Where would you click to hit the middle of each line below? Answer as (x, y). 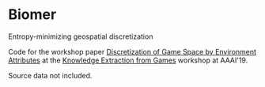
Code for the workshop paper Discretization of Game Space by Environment (132, 51)
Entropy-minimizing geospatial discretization (81, 36)
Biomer (32, 15)
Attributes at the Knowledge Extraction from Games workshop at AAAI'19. (128, 60)
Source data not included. (50, 75)
